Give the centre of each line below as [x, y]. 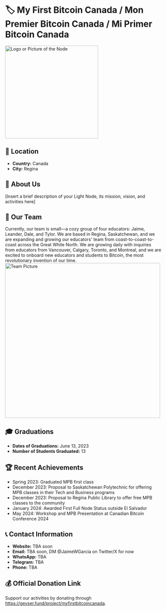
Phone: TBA [25, 567]
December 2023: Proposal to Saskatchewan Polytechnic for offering [82, 487]
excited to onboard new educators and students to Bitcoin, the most [74, 255]
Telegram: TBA [28, 562]
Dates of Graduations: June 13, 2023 [51, 446]
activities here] [20, 201]
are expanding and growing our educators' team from [60, 239]
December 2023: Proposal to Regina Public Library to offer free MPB [82, 498]
